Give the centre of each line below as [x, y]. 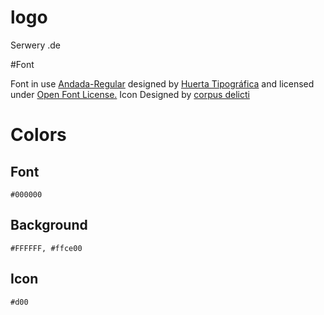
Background [49, 225]
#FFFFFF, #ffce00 [46, 248]
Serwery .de [35, 45]
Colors [38, 135]
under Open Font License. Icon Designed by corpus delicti [130, 94]
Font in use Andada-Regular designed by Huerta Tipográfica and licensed [162, 83]
